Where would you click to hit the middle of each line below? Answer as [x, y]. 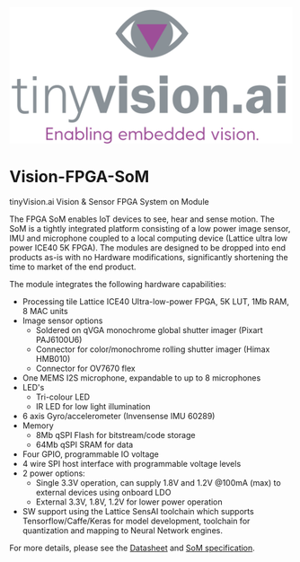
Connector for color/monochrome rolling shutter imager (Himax [153, 349]
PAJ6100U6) [59, 340]
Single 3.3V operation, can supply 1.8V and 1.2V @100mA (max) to [158, 483]
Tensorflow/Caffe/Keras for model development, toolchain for [136, 521]
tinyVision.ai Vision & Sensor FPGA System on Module [109, 202]
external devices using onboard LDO [103, 493]
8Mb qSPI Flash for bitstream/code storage [115, 435]
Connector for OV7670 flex [86, 369]
